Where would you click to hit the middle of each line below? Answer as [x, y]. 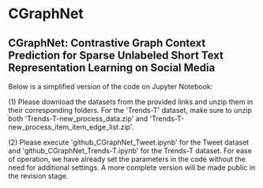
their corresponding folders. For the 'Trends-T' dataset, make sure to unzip [130, 110]
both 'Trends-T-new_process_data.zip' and [78, 118]
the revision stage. [38, 176]
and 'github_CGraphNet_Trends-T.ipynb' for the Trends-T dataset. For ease [130, 150]
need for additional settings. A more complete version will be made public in [131, 167]
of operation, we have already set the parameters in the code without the [127, 159]
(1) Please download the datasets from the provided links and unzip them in [131, 102]
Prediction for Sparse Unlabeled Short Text [116, 55]
